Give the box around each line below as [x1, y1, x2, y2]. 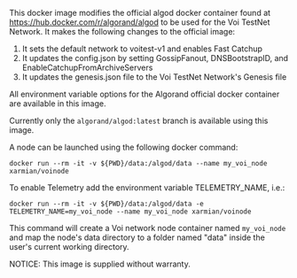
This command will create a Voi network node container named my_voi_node [9, 223, 286, 233]
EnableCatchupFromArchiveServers [21, 62, 153, 73]
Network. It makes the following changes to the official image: [9, 27, 236, 36]
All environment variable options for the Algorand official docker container [9, 89, 280, 99]
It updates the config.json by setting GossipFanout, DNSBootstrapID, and [21, 53, 289, 63]
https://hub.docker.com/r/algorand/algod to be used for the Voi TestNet [9, 17, 270, 27]
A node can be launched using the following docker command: [9, 142, 238, 152]
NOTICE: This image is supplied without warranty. [9, 259, 191, 269]
